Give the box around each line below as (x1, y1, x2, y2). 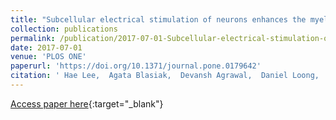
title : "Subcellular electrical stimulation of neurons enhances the (10, 14, 307, 25)
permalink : (10, 33, 56, 43)
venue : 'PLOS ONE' (10, 52, 87, 62)
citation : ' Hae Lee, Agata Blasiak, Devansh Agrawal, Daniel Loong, (10, 71, 320, 81)
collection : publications (10, 24, 118, 34)
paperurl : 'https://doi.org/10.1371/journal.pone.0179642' (10, 61, 262, 71)
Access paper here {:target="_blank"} (10, 97, 164, 110)
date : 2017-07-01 (10, 42, 83, 53)
